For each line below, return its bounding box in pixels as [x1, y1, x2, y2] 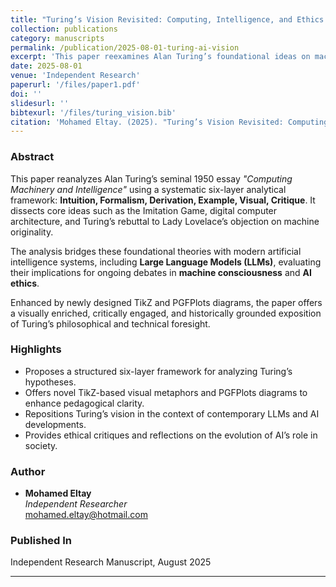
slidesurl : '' [10, 98, 70, 108]
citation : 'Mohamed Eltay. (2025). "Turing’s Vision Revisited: [10, 117, 284, 127]
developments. [24, 418, 87, 430]
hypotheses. [24, 376, 77, 388]
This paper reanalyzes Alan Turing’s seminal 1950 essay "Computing [10, 172, 293, 185]
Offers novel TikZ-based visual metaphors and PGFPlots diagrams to [24, 386, 308, 398]
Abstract [10, 150, 55, 164]
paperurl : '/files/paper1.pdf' [10, 80, 141, 90]
